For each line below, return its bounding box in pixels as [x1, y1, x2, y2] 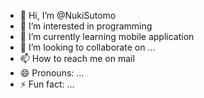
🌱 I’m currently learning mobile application [19, 31, 195, 42]
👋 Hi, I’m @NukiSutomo [19, 10, 117, 21]
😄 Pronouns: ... [19, 67, 85, 79]
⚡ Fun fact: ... [19, 78, 75, 90]
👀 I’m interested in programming [19, 20, 153, 32]
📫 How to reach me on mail [19, 53, 135, 64]
